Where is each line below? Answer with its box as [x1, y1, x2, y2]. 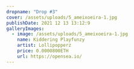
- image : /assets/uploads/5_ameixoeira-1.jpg [11, 31, 129, 37]
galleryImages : [6, 25, 45, 32]
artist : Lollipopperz [17, 43, 71, 49]
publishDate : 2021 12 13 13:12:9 [6, 20, 91, 26]
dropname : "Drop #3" [6, 8, 59, 15]
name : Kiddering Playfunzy [17, 37, 85, 43]
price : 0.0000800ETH [17, 48, 69, 54]
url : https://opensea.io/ [17, 53, 83, 59]
